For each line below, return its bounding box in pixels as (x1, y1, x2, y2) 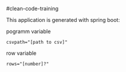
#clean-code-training (6, 5, 59, 12)
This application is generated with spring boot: (6, 17, 120, 23)
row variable (6, 50, 37, 57)
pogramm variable (6, 28, 51, 35)
